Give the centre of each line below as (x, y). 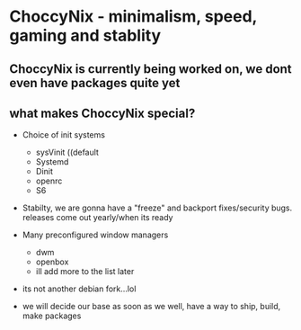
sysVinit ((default (67, 152)
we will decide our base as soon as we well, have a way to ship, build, (151, 307)
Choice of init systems (64, 135)
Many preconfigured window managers (95, 235)
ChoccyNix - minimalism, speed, (133, 17)
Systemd (52, 162)
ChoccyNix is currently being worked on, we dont (150, 69)
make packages (52, 316)
